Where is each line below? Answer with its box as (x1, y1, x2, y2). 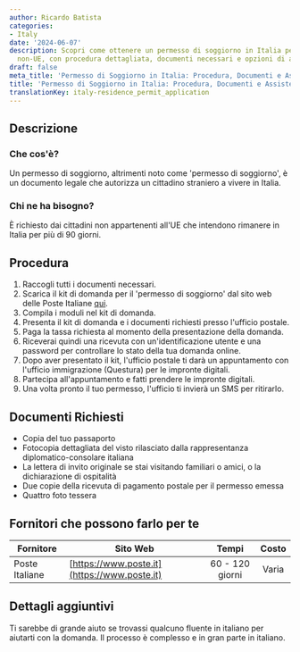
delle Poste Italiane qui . (21, 298, 109, 309)
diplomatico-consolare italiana (21, 452, 134, 463)
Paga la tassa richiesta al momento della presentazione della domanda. (21, 327, 284, 338)
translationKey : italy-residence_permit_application (9, 88, 210, 96)
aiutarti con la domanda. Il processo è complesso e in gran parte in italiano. (9, 631, 286, 643)
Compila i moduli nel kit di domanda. (21, 307, 156, 318)
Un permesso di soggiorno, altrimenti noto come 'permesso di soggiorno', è (9, 168, 288, 179)
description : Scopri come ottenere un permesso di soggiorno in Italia (9, 46, 281, 55)
